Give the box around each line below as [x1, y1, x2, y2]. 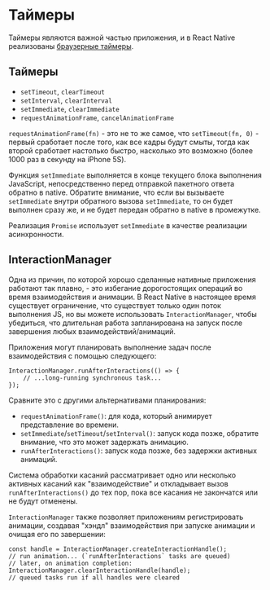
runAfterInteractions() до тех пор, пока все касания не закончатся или [8, 487, 259, 497]
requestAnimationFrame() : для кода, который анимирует [20, 411, 213, 420]
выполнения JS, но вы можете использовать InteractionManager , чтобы [8, 309, 258, 319]
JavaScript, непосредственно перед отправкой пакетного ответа [8, 178, 235, 188]
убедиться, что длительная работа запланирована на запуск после [8, 318, 242, 328]
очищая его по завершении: [8, 529, 106, 539]
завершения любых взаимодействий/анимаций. [8, 326, 176, 336]
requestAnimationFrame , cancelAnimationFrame [20, 112, 175, 122]
